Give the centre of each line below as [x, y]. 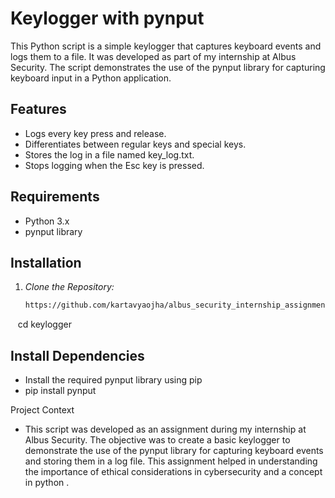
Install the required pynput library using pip [113, 380]
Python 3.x [47, 221]
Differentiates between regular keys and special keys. [135, 144]
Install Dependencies [77, 355]
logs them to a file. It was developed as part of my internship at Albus [153, 56]
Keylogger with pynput [107, 18]
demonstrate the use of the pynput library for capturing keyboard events [174, 451]
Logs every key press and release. [95, 133]
